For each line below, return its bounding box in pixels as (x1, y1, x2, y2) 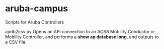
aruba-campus (5, 3, 68, 14)
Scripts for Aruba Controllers (5, 19, 64, 25)
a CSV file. (5, 39, 27, 45)
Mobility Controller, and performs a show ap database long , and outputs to (5, 34, 159, 40)
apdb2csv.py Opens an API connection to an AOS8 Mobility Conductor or (5, 28, 156, 34)
